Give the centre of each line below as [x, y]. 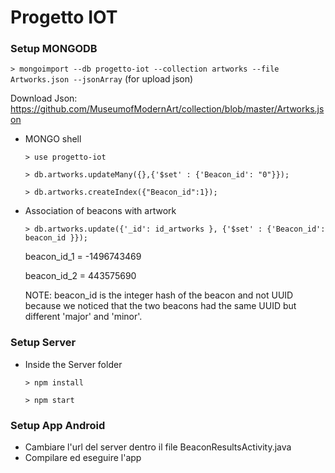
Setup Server [43, 343]
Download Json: [44, 98]
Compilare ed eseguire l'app [83, 458]
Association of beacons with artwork [100, 211]
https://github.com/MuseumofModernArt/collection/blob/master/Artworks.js [167, 109]
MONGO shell [53, 139]
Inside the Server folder [73, 364]
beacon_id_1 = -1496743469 [83, 257]
